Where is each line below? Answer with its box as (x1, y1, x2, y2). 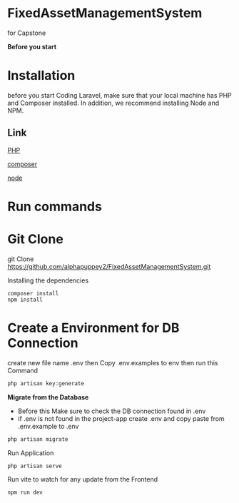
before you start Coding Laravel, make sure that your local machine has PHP (7, 91, 232, 99)
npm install (7, 296, 43, 303)
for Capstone (7, 29, 46, 37)
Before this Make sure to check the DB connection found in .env (17, 407, 206, 415)
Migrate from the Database (7, 392, 89, 401)
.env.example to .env (17, 422, 79, 430)
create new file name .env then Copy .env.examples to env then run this (7, 358, 218, 367)
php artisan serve (7, 462, 62, 469)
